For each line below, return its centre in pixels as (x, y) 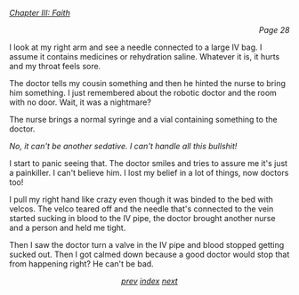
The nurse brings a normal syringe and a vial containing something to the (143, 120)
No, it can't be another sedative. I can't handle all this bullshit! (123, 146)
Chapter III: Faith (40, 13)
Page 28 (274, 30)
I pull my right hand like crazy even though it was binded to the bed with (141, 199)
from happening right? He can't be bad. (81, 264)
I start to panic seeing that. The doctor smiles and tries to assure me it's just (148, 163)
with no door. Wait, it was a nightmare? (80, 102)
